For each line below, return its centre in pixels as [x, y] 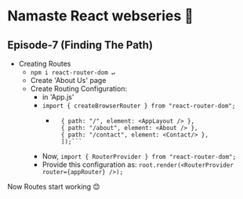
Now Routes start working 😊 [54, 186]
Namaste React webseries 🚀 [100, 16]
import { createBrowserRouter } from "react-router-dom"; [139, 106]
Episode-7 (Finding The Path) [80, 45]
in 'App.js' [58, 97]
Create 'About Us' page [68, 80]
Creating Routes [45, 63]
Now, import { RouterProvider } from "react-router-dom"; [139, 156]
